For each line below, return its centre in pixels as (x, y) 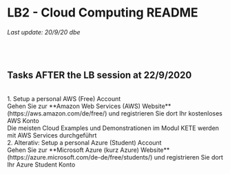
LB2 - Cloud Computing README (103, 13)
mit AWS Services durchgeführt (52, 135)
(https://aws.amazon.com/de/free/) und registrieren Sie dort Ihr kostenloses (115, 113)
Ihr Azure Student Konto (41, 165)
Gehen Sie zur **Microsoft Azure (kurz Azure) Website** (88, 150)
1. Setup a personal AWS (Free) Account (64, 99)
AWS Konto (23, 121)
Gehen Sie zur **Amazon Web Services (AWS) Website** (89, 106)
